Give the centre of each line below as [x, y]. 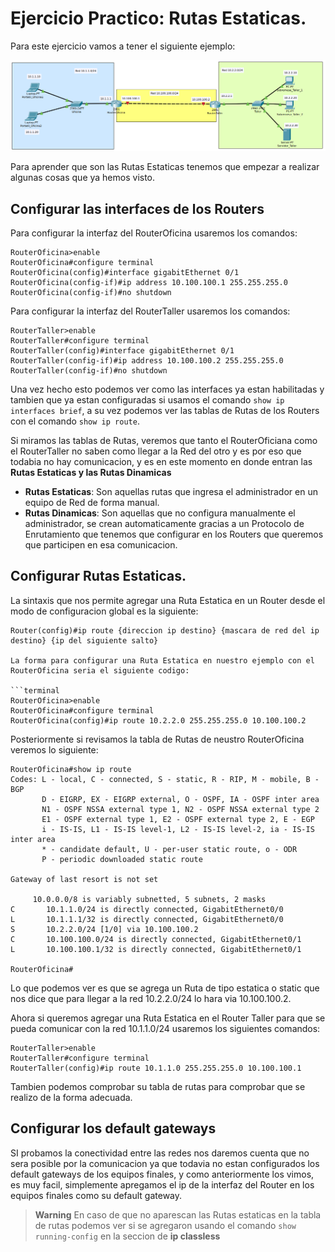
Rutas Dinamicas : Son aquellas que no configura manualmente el [160, 513]
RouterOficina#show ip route [71, 769]
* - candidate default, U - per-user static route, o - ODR [169, 849]
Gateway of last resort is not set [84, 879]
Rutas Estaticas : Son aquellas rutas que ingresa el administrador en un [171, 491]
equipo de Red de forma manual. [92, 502]
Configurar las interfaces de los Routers [137, 208]
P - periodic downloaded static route [122, 859]
